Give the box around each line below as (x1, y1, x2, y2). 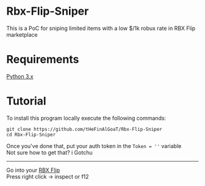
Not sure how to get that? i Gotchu (6, 149, 93, 156)
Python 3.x (6, 72, 34, 80)
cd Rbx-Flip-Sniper (6, 132, 56, 138)
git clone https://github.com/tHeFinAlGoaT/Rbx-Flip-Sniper (6, 126, 163, 132)
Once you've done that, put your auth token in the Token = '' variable (6, 142, 182, 149)
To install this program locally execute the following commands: (6, 114, 167, 122)
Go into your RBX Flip (6, 166, 60, 174)
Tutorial (6, 94, 47, 108)
